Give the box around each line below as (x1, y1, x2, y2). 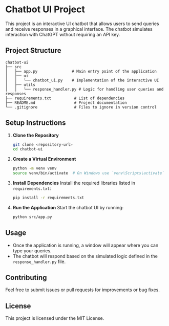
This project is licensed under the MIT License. (5, 315, 104, 321)
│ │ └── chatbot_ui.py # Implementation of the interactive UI (5, 78, 159, 83)
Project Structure (5, 46, 61, 55)
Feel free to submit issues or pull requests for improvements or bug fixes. (5, 287, 160, 293)
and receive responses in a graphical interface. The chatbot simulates (5, 26, 153, 32)
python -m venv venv (12, 166, 57, 171)
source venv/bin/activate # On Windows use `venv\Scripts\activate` (12, 170, 165, 176)
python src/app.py (12, 214, 52, 220)
